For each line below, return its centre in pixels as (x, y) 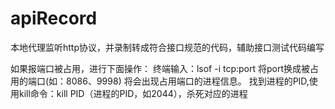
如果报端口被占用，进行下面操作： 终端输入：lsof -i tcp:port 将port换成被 (160, 68)
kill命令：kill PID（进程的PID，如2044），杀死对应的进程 (133, 93)
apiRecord (54, 18)
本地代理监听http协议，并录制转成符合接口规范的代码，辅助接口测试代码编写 (167, 47)
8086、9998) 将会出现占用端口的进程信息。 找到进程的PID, (188, 81)
